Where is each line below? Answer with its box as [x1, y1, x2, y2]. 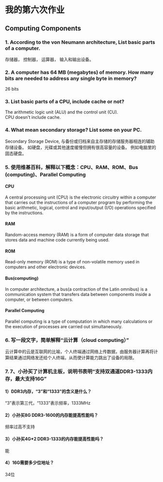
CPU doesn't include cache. [5, 114, 61, 120]
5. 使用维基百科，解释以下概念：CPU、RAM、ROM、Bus [5, 164, 138, 170]
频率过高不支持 [5, 424, 35, 430]
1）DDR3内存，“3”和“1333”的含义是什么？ [5, 388, 92, 394]
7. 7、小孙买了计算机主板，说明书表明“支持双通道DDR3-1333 [5, 368, 148, 375]
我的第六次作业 [5, 4, 65, 16]
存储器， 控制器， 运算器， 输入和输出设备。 [5, 56, 94, 62]
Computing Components [5, 24, 81, 32]
